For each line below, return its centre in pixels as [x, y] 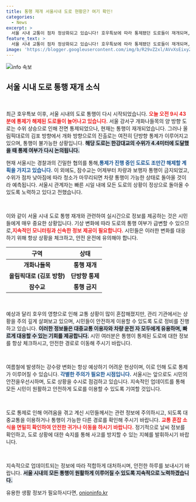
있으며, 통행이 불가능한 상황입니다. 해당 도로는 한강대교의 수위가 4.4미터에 [90, 143]
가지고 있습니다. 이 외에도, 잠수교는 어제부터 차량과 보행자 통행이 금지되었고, [103, 170]
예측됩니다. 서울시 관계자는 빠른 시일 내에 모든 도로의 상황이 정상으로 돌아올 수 [101, 184]
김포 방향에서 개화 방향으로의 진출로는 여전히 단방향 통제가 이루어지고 [110, 136]
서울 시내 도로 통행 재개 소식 [53, 87]
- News [19, 22]
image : [14, 50]
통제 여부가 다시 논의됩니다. [49, 150]
